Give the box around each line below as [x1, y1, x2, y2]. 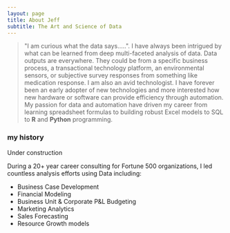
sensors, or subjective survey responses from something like [23, 71, 198, 80]
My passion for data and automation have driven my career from [23, 101, 208, 109]
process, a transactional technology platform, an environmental [23, 64, 205, 73]
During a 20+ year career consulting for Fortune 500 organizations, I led [7, 162, 213, 170]
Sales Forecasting [17, 212, 69, 220]
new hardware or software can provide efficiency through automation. [23, 93, 224, 102]
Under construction [7, 148, 63, 156]
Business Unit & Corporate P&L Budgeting [17, 197, 137, 205]
